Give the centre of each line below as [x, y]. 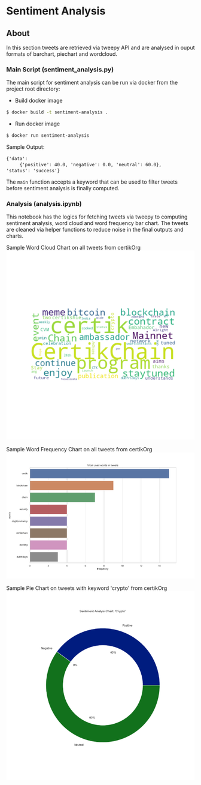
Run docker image [37, 124]
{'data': [17, 159]
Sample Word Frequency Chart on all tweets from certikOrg [79, 450]
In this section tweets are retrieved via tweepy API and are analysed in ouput [100, 47]
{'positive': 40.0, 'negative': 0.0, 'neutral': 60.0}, [91, 165]
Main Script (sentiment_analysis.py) [60, 69]
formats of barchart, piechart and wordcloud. [62, 54]
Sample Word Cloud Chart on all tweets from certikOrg [74, 248]
